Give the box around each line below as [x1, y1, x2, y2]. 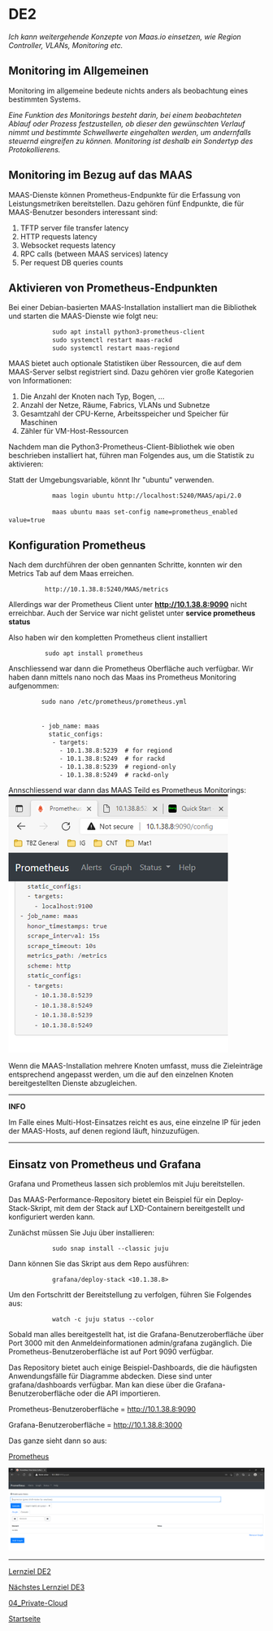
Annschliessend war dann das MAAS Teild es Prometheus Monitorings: [8, 785, 246, 795]
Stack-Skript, [8, 1204, 53, 1213]
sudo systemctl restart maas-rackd [51, 336, 173, 344]
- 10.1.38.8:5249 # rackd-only [59, 771, 169, 780]
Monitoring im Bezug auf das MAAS [8, 168, 193, 182]
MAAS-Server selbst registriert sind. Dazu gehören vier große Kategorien [8, 367, 254, 377]
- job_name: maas [41, 722, 100, 731]
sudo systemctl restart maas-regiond [51, 344, 180, 352]
